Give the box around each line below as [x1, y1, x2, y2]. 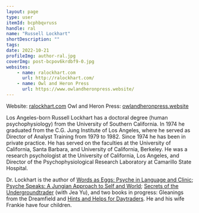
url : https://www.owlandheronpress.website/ [21, 86, 135, 92]
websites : [6, 64, 31, 70]
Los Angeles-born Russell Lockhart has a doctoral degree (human [6, 114, 168, 121]
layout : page [6, 8, 39, 15]
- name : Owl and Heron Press [17, 81, 89, 87]
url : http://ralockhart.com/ [21, 75, 95, 81]
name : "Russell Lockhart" [6, 31, 70, 37]
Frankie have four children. [6, 201, 72, 208]
